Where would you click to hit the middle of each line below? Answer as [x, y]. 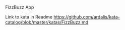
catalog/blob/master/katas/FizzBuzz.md [47, 22]
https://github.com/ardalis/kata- [87, 17]
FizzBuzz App [20, 7]
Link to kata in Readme [29, 17]
